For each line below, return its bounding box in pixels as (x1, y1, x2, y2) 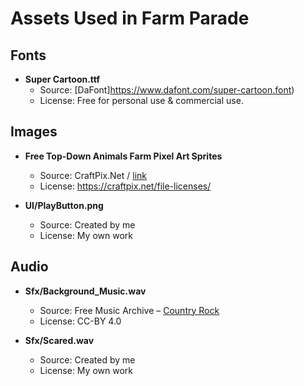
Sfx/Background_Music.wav (24, 285, 147, 297)
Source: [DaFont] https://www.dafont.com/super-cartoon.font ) (39, 84, 295, 96)
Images (10, 123, 58, 141)
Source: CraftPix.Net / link (39, 169, 148, 181)
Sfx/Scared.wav (24, 334, 95, 346)
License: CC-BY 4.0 (39, 315, 122, 327)
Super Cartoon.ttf (24, 73, 101, 85)
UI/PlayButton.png (24, 199, 104, 211)
